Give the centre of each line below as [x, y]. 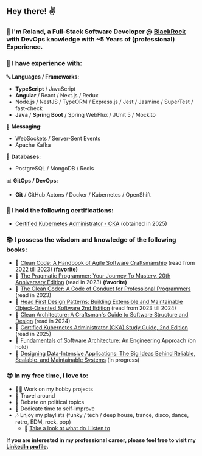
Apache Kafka [33, 145]
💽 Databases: [24, 156]
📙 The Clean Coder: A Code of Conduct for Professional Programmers [103, 289]
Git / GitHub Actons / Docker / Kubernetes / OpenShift [83, 194]
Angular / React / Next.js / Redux [57, 95]
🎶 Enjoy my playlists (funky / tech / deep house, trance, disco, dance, [102, 415]
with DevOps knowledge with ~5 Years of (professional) [91, 40]
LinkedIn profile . [27, 446]
